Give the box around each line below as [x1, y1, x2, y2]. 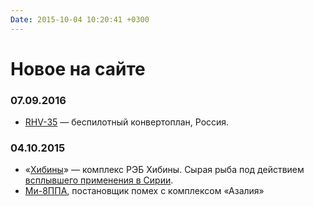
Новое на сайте [10, 57, 146, 80]
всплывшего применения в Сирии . [24, 174, 174, 186]
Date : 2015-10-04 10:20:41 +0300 [10, 14, 150, 25]
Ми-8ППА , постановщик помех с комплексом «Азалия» [24, 185, 265, 197]
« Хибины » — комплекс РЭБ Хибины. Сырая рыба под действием [24, 164, 305, 176]
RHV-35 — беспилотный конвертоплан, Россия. [24, 116, 230, 128]
